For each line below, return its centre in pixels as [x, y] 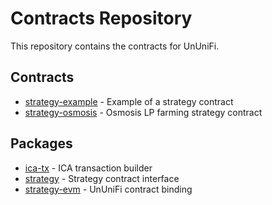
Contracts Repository [101, 18]
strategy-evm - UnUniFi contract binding [108, 189]
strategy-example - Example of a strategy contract [129, 101]
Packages [41, 143]
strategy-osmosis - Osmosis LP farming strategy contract [143, 112]
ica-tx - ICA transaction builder [88, 168]
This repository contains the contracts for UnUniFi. [115, 46]
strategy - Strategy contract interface [102, 178]
